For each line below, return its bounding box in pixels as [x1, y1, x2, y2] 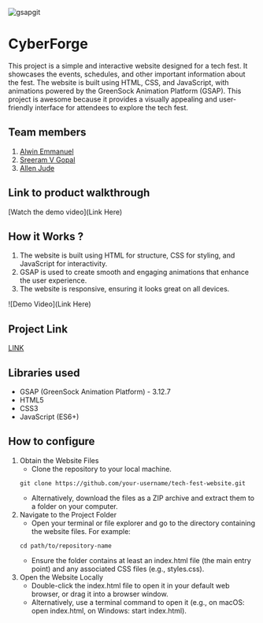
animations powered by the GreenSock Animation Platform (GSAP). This [8, 86, 242, 95]
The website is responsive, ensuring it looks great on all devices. [19, 284, 230, 294]
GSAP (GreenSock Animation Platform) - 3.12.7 [19, 387, 171, 396]
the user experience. [19, 276, 87, 285]
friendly [8, 102, 34, 112]
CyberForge [8, 35, 88, 53]
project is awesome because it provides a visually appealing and [8, 95, 218, 104]
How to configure [8, 435, 95, 448]
